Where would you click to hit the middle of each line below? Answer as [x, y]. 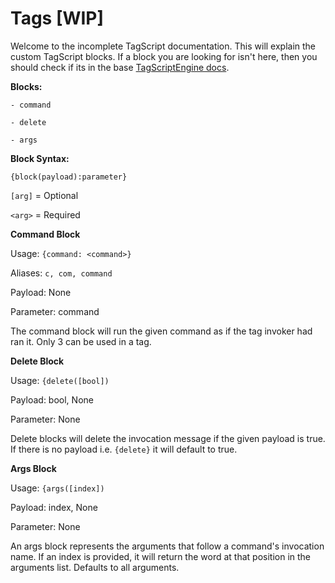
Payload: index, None [54, 507]
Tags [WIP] [57, 18]
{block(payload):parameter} [69, 177]
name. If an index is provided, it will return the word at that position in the [161, 556]
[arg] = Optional [44, 195]
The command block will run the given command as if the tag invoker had [161, 331]
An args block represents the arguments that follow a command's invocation [167, 546]
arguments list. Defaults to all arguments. [95, 567]
